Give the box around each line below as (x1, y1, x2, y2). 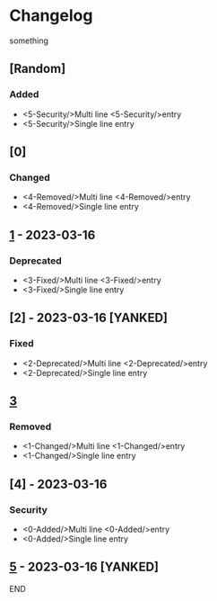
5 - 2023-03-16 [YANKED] (9, 560, 160, 575)
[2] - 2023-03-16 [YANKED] (9, 310, 169, 326)
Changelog (9, 5, 93, 26)
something (9, 35, 49, 46)
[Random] (9, 61, 66, 76)
